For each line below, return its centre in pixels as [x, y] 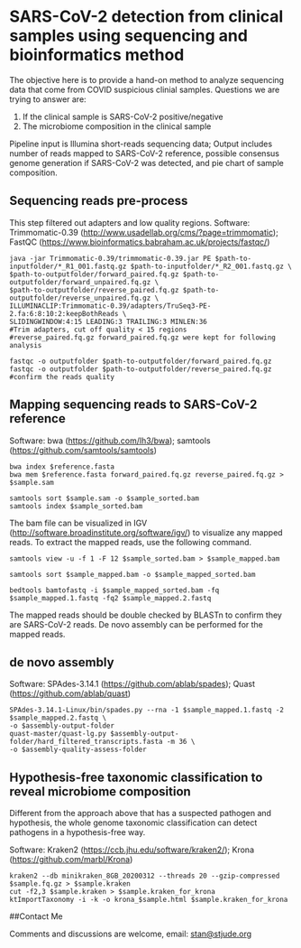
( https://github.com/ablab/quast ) [70, 693]
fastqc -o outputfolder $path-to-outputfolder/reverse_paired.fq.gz [141, 369]
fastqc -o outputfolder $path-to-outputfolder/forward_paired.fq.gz [141, 361]
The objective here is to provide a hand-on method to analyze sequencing [147, 79]
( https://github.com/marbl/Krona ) [71, 860]
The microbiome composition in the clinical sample [117, 126]
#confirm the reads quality [62, 376]
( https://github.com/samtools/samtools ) [83, 450]
